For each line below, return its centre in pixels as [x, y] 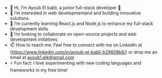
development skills [29, 29]
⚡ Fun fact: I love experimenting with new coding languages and [76, 63]
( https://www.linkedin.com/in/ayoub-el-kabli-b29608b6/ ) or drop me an [83, 52]
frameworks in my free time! [39, 70]
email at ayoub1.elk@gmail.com [42, 57]
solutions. [20, 18]
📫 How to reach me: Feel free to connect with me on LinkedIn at [76, 45]
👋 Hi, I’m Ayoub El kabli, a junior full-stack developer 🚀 [65, 8]
